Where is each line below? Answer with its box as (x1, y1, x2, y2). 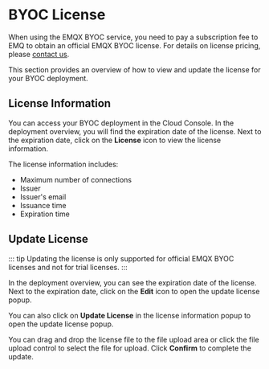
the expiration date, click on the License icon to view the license (8, 135, 222, 145)
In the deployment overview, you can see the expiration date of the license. (8, 277, 257, 287)
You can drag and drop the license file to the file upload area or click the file (8, 334, 259, 344)
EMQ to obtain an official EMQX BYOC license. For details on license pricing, (8, 40, 261, 50)
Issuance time (19, 200, 67, 210)
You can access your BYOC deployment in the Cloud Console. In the (8, 118, 234, 128)
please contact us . (8, 49, 70, 59)
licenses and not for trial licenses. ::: (8, 262, 128, 272)
